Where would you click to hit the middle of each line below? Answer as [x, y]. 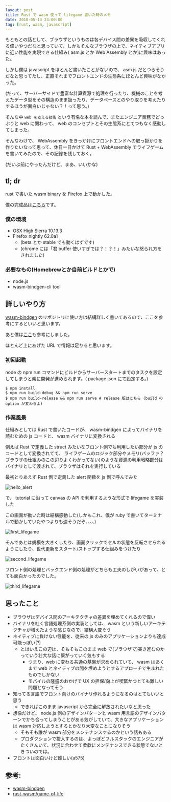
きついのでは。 [36, 751]
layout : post [19, 10]
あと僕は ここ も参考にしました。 [39, 335]
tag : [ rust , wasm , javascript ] [39, 24]
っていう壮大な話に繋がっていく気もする [63, 655]
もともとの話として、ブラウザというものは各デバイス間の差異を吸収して [81, 39]
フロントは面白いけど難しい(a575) [49, 758]
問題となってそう [46, 687]
